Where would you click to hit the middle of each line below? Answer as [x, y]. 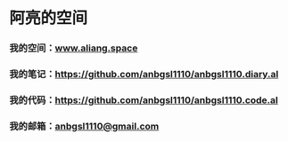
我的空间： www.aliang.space [74, 48]
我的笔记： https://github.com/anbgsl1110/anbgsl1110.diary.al [144, 74]
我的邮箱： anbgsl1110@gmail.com [84, 126]
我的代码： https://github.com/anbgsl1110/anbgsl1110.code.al [144, 100]
